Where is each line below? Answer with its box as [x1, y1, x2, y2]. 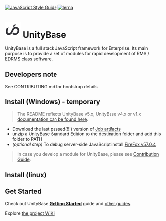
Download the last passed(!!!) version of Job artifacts [12, 126, 121, 132]
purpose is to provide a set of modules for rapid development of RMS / [5, 50, 150, 56]
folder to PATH [12, 136, 42, 142]
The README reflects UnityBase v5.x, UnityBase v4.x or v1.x [17, 111, 141, 117]
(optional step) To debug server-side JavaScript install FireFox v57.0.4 [12, 141, 156, 147]
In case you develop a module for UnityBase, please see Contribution [17, 151, 159, 157]
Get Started [5, 187, 42, 196]
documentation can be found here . [17, 116, 88, 122]
